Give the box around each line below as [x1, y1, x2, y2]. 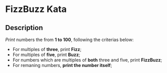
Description [5, 23, 43, 32]
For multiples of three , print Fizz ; [12, 46, 82, 52]
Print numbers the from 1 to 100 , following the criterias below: [5, 36, 134, 42]
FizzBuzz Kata [5, 3, 67, 15]
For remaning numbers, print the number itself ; [12, 62, 112, 68]
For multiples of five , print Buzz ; [12, 51, 80, 57]
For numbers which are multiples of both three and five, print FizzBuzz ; [12, 57, 162, 63]
